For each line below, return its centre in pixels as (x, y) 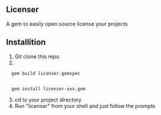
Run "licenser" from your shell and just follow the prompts (85, 106)
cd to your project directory (48, 100)
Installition (26, 43)
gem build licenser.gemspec (46, 73)
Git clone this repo (37, 56)
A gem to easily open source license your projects (67, 23)
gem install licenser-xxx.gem (48, 89)
